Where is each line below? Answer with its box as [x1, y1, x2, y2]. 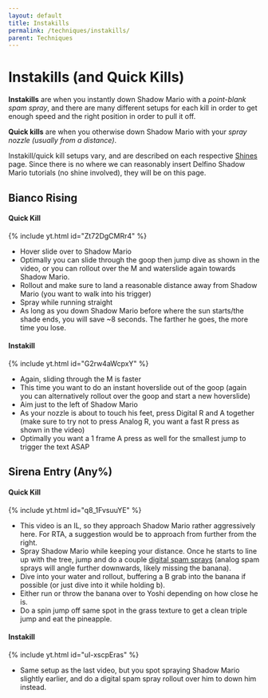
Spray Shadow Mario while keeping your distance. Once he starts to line [19, 546, 258, 555]
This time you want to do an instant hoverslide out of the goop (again [19, 382, 247, 392]
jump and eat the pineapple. [19, 613, 112, 623]
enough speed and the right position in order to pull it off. [8, 112, 196, 121]
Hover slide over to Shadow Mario [19, 246, 132, 256]
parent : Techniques [8, 34, 73, 42]
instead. [19, 682, 47, 692]
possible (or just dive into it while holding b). [19, 580, 166, 590]
